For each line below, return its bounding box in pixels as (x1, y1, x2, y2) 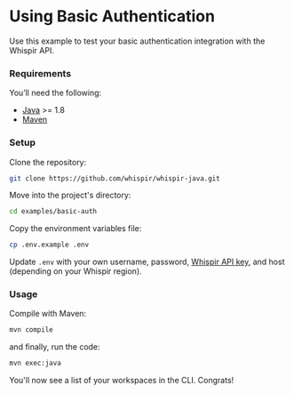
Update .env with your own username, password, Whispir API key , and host (9, 256, 285, 268)
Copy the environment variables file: (9, 223, 142, 234)
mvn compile (9, 326, 53, 334)
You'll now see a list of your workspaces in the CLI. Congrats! (9, 375, 234, 386)
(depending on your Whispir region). (9, 266, 142, 277)
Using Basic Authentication (9, 6, 216, 27)
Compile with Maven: (9, 309, 87, 319)
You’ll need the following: (9, 87, 102, 99)
